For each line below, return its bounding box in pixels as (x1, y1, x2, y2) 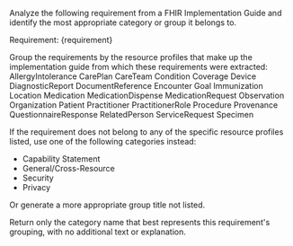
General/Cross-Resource (22, 163, 115, 173)
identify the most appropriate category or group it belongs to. (9, 17, 236, 28)
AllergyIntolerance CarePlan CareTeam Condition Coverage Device (9, 71, 257, 82)
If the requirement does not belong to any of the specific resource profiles (9, 127, 284, 137)
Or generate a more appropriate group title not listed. (9, 199, 205, 210)
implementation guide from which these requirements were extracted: (9, 62, 268, 72)
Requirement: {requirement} (9, 35, 113, 45)
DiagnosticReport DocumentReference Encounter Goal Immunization (9, 81, 263, 91)
